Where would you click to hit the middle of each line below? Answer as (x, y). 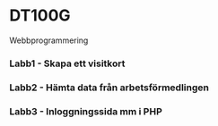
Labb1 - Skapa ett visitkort (67, 63)
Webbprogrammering (49, 40)
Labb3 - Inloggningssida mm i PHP (86, 111)
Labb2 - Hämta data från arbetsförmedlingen (109, 88)
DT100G (40, 16)
